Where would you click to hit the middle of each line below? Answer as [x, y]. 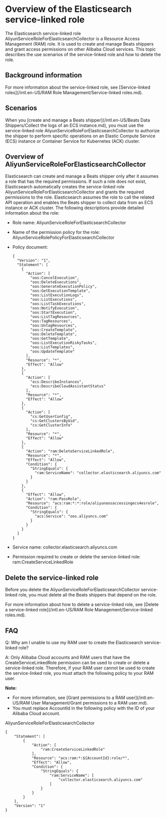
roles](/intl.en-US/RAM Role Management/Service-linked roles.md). [74, 92]
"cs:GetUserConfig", [52, 417]
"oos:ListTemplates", [53, 347]
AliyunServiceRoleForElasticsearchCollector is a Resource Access [73, 39]
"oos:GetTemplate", [50, 339]
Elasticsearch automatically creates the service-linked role [65, 187]
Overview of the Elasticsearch [68, 9]
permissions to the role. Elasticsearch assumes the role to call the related [80, 197]
